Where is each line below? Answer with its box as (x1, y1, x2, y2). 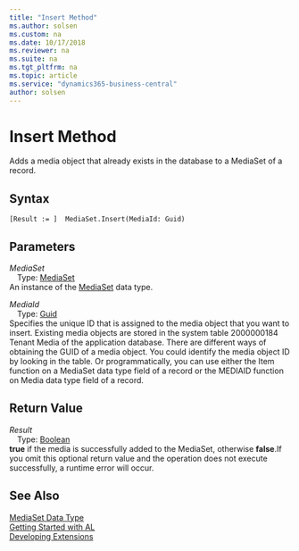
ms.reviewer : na (9, 46, 70, 55)
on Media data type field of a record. (9, 375, 145, 386)
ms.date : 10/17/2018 (9, 38, 87, 47)
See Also (9, 488, 60, 504)
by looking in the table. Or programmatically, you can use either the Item (9, 356, 275, 367)
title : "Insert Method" (9, 13, 98, 22)
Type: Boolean (17, 434, 71, 445)
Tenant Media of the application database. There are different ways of (9, 337, 267, 348)
